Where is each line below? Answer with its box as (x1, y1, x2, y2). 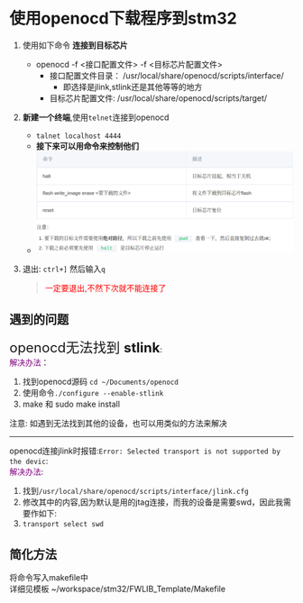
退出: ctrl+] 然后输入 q (22, 263, 106, 275)
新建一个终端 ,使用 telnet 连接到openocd (22, 112, 170, 123)
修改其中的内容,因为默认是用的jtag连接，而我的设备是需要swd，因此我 (22, 497, 284, 507)
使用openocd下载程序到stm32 (9, 8, 237, 29)
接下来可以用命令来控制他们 (35, 141, 140, 151)
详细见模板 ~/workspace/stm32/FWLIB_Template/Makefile (9, 583, 226, 594)
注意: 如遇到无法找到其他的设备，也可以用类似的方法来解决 (9, 418, 227, 429)
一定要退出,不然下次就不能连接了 (44, 283, 167, 294)
